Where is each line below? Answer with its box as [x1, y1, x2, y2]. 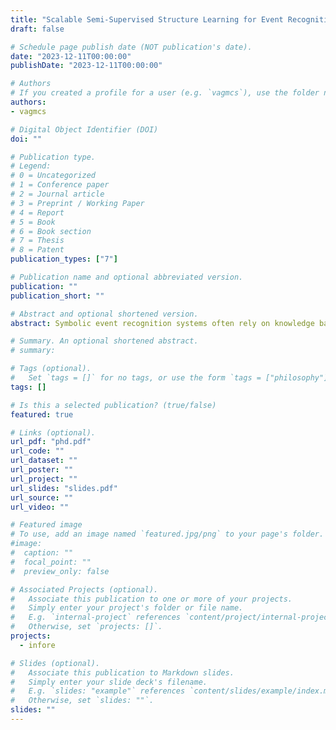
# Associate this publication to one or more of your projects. [10, 594, 293, 604]
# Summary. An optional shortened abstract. [10, 336, 199, 346]
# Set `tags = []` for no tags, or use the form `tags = [10, 373, 262, 383]
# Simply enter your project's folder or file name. [10, 603, 244, 613]
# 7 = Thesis [10, 236, 65, 246]
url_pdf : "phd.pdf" [10, 437, 92, 447]
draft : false [10, 24, 65, 34]
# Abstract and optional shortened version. [10, 309, 199, 319]
